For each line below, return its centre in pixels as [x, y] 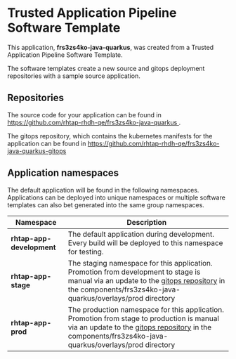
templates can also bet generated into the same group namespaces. [106, 204]
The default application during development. [141, 234]
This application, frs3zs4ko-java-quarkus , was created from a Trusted [111, 47]
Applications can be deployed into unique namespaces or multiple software [117, 197]
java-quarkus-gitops [37, 151]
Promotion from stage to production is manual [144, 318]
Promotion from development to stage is [134, 272]
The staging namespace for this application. [140, 263]
